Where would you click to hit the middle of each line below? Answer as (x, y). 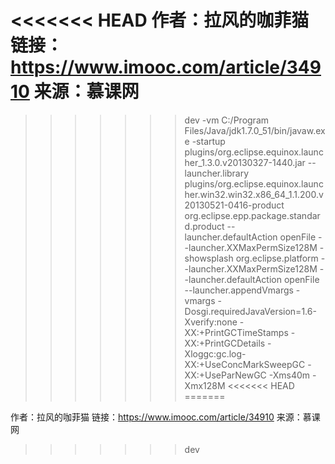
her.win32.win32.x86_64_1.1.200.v (254, 194)
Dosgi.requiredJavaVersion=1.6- (250, 311)
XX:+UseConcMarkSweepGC (245, 364)
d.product (204, 226)
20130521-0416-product (234, 205)
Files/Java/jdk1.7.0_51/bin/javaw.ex (255, 130)
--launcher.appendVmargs (239, 290)
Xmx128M (205, 385)
